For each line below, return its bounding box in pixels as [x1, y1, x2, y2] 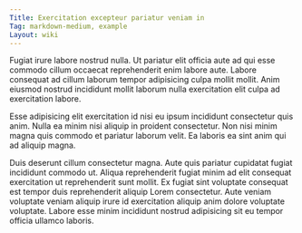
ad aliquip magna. [9, 140, 76, 150]
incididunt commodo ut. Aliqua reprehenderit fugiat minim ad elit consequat [9, 167, 292, 178]
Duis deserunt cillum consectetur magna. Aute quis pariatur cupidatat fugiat [9, 158, 293, 169]
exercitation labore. [9, 93, 82, 104]
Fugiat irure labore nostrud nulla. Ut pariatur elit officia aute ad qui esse [9, 55, 276, 66]
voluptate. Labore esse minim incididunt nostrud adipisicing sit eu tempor [9, 206, 284, 217]
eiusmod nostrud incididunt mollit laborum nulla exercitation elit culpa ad [9, 83, 281, 95]
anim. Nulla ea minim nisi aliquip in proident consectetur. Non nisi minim [9, 121, 278, 131]
